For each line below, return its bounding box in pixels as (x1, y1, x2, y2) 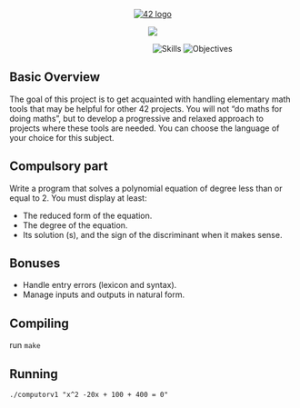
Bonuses (9, 255, 61, 272)
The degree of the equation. (22, 219, 128, 231)
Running (9, 366, 59, 382)
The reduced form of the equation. (22, 210, 153, 221)
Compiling (9, 315, 70, 331)
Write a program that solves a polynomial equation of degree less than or (9, 183, 283, 194)
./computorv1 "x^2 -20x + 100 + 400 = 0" (9, 391, 169, 400)
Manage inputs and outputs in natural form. (22, 289, 185, 300)
